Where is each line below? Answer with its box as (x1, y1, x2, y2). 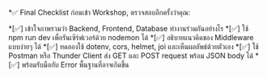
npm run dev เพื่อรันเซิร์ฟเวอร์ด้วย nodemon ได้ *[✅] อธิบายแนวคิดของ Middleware (8, 33, 254, 42)
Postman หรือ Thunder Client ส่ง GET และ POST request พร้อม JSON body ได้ (8, 51, 253, 60)
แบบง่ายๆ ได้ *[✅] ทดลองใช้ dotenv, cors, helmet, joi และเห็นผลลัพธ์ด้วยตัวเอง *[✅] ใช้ (8, 42, 259, 51)
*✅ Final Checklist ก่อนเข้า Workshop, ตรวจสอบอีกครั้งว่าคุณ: (8, 8, 191, 17)
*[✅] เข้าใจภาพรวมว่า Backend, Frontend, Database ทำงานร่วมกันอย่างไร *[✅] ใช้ (8, 24, 249, 33)
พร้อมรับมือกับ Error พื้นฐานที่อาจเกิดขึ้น (21, 60, 129, 69)
